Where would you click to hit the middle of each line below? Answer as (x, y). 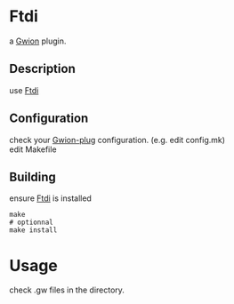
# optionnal (31, 223)
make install (33, 230)
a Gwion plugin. (38, 41)
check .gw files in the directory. (67, 290)
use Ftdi (24, 90)
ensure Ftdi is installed (50, 198)
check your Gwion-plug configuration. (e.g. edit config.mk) (117, 140)
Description (42, 69)
